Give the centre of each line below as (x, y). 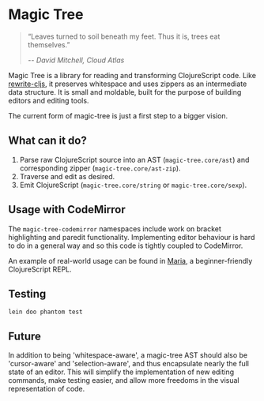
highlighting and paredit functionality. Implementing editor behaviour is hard (132, 237)
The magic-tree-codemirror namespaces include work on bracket (115, 229)
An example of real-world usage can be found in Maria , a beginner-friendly (130, 260)
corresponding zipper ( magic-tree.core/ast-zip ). (100, 168)
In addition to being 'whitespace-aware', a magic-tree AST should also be (128, 355)
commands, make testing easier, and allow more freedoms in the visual (124, 380)
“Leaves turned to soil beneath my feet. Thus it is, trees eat (124, 36)
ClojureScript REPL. (40, 269)
